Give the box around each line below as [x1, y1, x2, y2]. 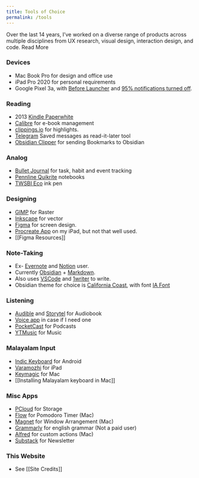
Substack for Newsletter [14, 437, 75, 444]
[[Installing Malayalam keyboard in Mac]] [14, 376, 115, 383]
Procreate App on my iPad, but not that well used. [14, 227, 137, 235]
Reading [6, 99, 31, 108]
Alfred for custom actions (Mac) [14, 430, 94, 437]
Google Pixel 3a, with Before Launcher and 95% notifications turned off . [14, 84, 192, 92]
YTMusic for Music [14, 329, 62, 336]
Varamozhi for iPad [14, 364, 62, 371]
